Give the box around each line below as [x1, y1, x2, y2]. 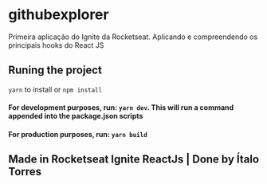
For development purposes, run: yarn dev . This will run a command [8, 103, 234, 112]
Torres [8, 165, 42, 178]
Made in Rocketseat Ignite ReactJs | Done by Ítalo [8, 153, 260, 166]
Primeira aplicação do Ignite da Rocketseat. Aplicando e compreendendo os [8, 32, 258, 41]
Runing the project [8, 64, 102, 77]
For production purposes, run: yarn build [8, 129, 147, 139]
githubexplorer [8, 6, 109, 24]
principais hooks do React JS [8, 40, 104, 49]
